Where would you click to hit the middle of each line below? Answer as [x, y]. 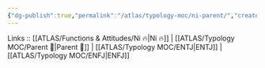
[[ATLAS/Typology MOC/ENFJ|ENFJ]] [68, 55]
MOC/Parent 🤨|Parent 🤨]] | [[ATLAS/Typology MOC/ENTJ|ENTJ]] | [115, 47]
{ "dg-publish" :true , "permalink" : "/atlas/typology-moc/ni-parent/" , [121, 15]
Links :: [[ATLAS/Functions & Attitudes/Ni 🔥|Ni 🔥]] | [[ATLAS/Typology [121, 38]
